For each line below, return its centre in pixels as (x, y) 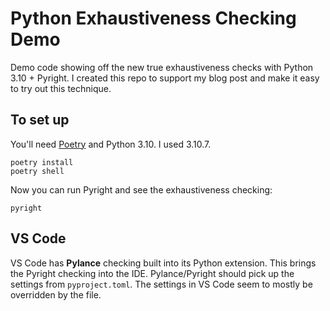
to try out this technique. (61, 88)
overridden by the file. (56, 294)
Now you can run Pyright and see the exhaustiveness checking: (141, 189)
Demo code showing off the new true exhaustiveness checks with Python (162, 67)
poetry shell (37, 171)
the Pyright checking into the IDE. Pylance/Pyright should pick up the (152, 273)
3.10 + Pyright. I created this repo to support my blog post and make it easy (165, 78)
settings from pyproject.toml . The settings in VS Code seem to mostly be (161, 284)
